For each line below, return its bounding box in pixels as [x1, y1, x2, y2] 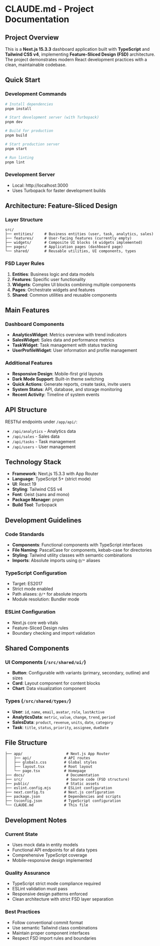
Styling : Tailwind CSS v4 [12, 486, 62, 492]
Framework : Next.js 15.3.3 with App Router [12, 471, 99, 477]
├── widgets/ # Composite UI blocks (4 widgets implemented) [5, 240, 143, 245]
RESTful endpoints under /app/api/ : [5, 419, 78, 425]
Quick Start [5, 76, 40, 84]
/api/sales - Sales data [12, 433, 60, 439]
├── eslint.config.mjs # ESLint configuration [5, 786, 112, 791]
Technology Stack [5, 458, 61, 466]
